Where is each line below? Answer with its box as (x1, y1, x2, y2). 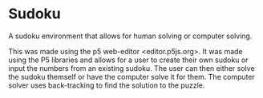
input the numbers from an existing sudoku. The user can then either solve (8, 63, 255, 73)
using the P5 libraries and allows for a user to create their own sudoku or (8, 55, 249, 65)
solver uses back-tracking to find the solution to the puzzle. (8, 80, 205, 90)
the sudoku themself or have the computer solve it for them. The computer (8, 72, 255, 81)
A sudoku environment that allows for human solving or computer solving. (8, 31, 253, 41)
